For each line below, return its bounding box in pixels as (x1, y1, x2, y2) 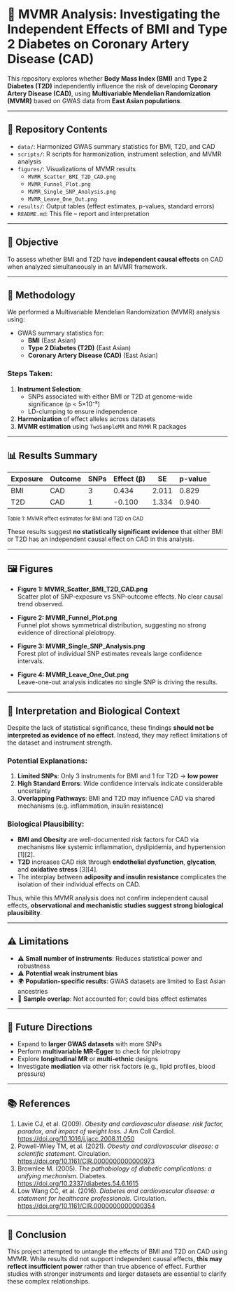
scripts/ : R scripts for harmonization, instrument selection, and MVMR (17, 149, 222, 158)
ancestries (17, 987, 48, 995)
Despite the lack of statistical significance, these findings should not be (7, 724, 215, 732)
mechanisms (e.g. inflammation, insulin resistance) (17, 801, 164, 810)
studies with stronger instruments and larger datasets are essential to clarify (7, 1270, 227, 1278)
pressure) (17, 1070, 45, 1078)
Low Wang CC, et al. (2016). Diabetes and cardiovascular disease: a (17, 1187, 215, 1195)
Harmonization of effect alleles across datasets (17, 414, 156, 423)
